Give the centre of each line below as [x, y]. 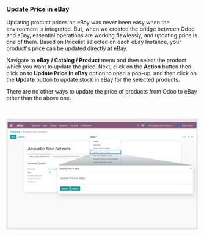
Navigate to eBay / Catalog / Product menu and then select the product [96, 61]
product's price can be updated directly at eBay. [67, 48]
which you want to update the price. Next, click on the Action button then [99, 67]
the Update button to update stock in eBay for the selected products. [93, 80]
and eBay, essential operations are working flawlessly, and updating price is [102, 35]
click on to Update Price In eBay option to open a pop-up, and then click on [101, 73]
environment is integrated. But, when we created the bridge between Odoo [100, 29]
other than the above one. [39, 98]
